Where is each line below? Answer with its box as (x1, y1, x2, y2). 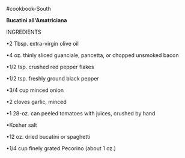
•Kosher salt (6, 121, 37, 129)
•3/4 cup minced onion (6, 87, 64, 94)
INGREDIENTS (6, 28, 42, 35)
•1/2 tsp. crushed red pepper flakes (6, 63, 94, 70)
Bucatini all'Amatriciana (6, 17, 67, 23)
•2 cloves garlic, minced (6, 99, 67, 105)
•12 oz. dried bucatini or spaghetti (6, 133, 91, 140)
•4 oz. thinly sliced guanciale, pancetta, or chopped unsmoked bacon (6, 52, 179, 59)
